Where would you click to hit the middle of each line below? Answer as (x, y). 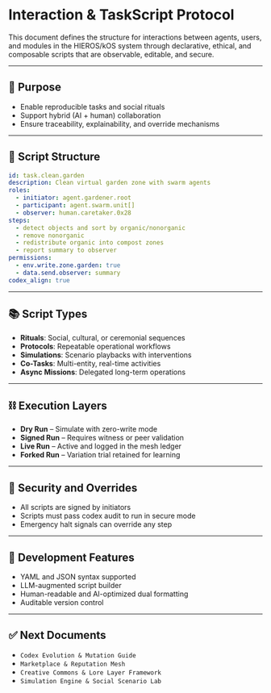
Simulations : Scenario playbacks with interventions (106, 355)
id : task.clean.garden (46, 175)
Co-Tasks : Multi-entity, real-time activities (90, 363)
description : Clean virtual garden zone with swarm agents (110, 183)
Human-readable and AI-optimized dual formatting (104, 594)
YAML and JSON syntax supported (78, 576)
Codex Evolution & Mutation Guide (78, 655)
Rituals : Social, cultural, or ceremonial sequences (102, 337)
